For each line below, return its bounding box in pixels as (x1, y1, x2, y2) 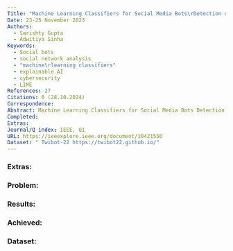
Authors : (7, 23, 33, 30)
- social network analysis (13, 55, 92, 62)
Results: (7, 199, 36, 209)
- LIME (13, 81, 33, 88)
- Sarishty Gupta (13, 29, 64, 37)
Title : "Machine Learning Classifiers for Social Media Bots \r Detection (7, 10, 222, 17)
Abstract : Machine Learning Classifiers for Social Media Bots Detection (7, 107, 225, 114)
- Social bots (13, 49, 54, 56)
